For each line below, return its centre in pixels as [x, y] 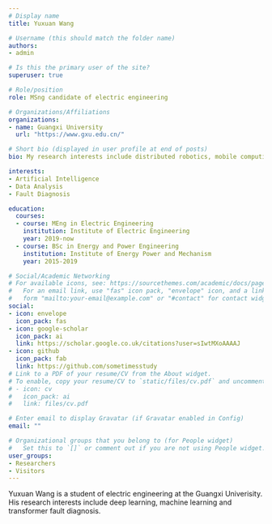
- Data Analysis [36, 186]
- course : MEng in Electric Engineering [85, 224]
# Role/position [36, 90]
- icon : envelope [38, 313]
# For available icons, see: [57, 283]
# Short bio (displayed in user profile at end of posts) [108, 149]
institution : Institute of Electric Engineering [106, 232]
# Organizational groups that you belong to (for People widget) [121, 441]
